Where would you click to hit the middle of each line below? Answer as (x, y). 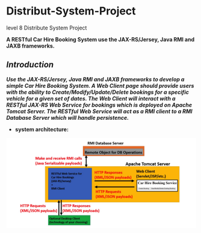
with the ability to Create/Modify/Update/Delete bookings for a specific (98, 92)
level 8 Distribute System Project (47, 28)
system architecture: (42, 129)
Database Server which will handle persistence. (68, 117)
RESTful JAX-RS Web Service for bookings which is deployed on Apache (99, 105)
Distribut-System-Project (71, 11)
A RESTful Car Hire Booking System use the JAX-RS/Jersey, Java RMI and (100, 39)
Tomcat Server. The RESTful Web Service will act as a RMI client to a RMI (99, 111)
